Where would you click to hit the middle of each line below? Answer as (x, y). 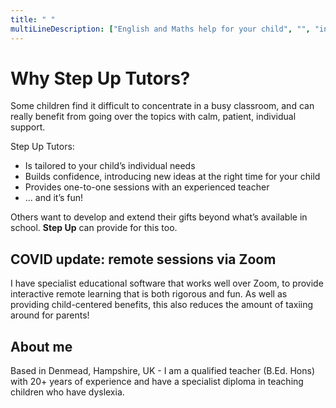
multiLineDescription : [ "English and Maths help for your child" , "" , (160, 29)
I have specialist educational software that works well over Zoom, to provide (167, 283)
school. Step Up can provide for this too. (94, 228)
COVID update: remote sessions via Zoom (143, 259)
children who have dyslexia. (67, 392)
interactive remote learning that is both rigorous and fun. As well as (149, 294)
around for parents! (50, 315)
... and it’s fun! (54, 198)
